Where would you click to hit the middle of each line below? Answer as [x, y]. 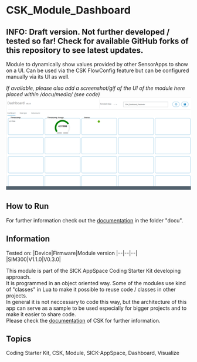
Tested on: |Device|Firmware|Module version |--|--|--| [72, 253]
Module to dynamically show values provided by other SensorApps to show [97, 64]
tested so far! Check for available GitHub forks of [97, 41]
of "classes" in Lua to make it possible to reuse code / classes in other [91, 289]
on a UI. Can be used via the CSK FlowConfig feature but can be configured [98, 70]
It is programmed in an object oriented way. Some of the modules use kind [96, 283]
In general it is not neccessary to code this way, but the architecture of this [96, 302]
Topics [19, 339]
